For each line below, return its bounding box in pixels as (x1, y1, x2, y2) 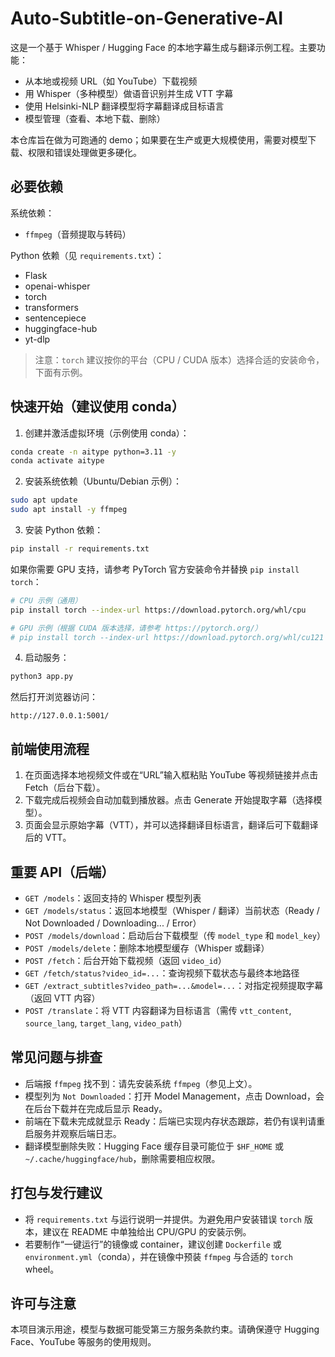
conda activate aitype (10, 456, 105, 466)
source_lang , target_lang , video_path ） (24, 1017, 188, 1029)
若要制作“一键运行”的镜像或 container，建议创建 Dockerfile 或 (24, 1238, 282, 1250)
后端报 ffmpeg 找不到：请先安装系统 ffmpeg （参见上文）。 (24, 1077, 258, 1089)
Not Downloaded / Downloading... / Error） (24, 917, 202, 929)
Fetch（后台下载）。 (24, 782, 106, 794)
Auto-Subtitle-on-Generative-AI (10, 7, 284, 30)
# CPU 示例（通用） (10, 595, 83, 606)
